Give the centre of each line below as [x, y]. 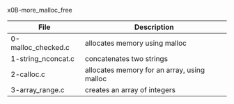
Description [154, 27]
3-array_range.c [38, 90]
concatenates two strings [126, 59]
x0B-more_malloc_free [40, 10]
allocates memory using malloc [135, 43]
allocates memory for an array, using [145, 70]
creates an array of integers [130, 90]
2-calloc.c [28, 74]
